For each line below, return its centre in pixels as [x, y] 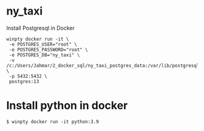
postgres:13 [24, 81]
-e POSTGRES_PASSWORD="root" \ [48, 50]
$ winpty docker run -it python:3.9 [53, 122]
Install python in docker [67, 106]
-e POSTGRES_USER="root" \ [43, 44]
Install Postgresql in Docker [40, 28]
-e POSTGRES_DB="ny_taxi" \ [44, 55]
